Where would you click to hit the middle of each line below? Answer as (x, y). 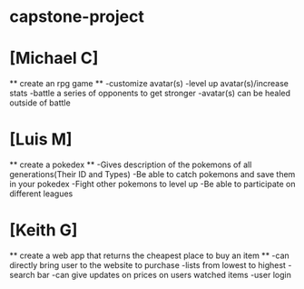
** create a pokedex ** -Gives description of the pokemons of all (131, 164)
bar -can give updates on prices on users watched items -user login (164, 275)
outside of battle (40, 103)
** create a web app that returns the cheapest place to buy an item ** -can (150, 255)
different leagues (41, 194)
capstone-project (77, 17)
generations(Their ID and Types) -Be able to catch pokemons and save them (152, 174)
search (22, 275)
